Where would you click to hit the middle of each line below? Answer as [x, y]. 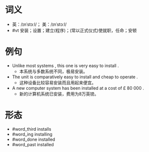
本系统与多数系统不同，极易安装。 [53, 71]
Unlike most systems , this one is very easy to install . [65, 66]
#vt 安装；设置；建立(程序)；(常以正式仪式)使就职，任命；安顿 [74, 30]
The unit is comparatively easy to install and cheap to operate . [75, 77]
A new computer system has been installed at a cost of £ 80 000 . [78, 88]
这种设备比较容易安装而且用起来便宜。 [58, 83]
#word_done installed [33, 139]
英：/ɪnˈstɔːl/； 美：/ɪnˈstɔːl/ [39, 24]
